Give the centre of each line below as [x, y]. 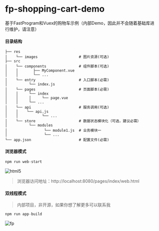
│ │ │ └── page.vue [37, 98]
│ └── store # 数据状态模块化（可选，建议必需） [73, 121]
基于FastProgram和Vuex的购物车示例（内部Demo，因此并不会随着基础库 [78, 23]
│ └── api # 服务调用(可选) [57, 107]
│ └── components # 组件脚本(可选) [57, 67]
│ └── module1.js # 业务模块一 [53, 131]
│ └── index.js [30, 84]
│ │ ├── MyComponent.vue [40, 71]
